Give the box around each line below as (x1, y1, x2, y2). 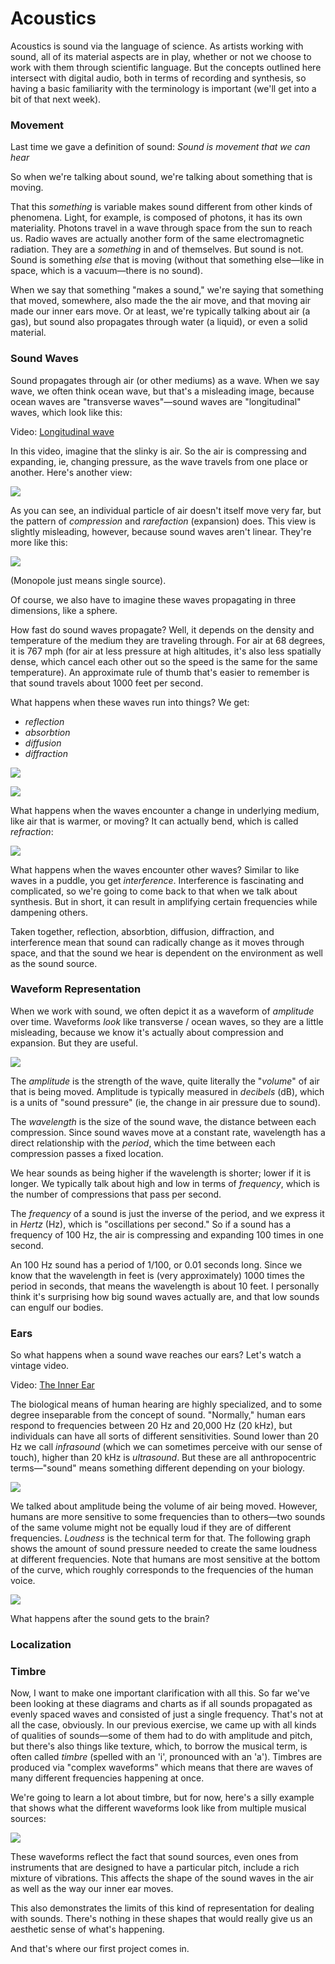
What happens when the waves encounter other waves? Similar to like (10, 863, 300, 876)
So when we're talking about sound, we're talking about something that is (10, 171, 313, 183)
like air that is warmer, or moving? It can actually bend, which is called (10, 815, 299, 827)
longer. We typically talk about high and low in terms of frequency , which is (10, 1177, 320, 1189)
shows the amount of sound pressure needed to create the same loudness (10, 1543, 318, 1555)
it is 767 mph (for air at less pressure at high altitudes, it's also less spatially (10, 645, 322, 657)
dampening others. (10, 906, 88, 918)
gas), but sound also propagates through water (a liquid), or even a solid (10, 316, 308, 328)
